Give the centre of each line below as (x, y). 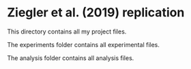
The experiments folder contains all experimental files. (84, 44)
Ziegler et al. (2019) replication (96, 13)
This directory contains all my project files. (67, 31)
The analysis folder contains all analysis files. (71, 58)
